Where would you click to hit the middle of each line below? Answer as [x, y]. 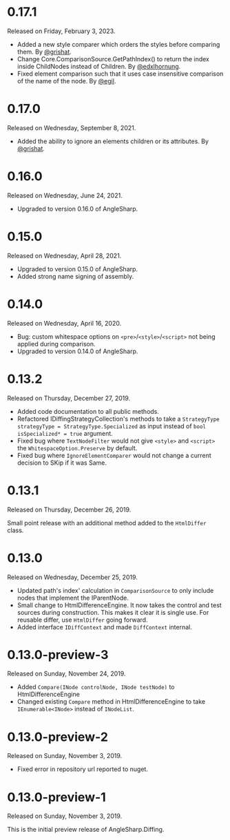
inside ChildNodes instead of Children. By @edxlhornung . [99, 66]
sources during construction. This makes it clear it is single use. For [113, 612]
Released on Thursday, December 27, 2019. [69, 398]
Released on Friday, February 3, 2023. [61, 31]
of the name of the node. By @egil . [66, 81]
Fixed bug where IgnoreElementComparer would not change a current [114, 455]
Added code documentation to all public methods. [88, 411]
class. [15, 530]
